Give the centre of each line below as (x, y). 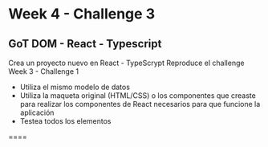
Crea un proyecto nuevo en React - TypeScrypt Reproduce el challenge (126, 63)
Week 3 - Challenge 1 (43, 71)
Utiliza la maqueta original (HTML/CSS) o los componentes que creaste (138, 96)
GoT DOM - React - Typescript (85, 44)
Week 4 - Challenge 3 (81, 14)
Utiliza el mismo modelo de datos (75, 87)
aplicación (37, 112)
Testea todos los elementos (65, 121)
